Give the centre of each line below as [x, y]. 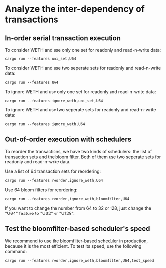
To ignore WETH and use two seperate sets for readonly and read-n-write [81, 110]
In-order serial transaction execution [63, 38]
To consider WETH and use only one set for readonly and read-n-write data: [83, 50]
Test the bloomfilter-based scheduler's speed [78, 229]
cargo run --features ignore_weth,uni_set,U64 [54, 101]
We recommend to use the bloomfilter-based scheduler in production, [76, 241]
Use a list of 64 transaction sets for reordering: [53, 171]
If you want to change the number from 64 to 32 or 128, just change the [78, 208]
